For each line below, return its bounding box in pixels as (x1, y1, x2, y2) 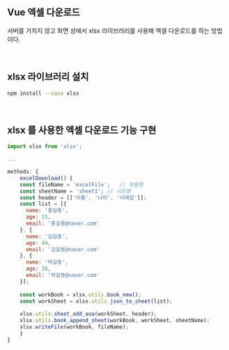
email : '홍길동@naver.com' (25, 220, 100, 228)
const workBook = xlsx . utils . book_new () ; (19, 291, 141, 298)
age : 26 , (25, 265, 52, 273)
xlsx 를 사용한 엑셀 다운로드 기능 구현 (7, 124, 157, 136)
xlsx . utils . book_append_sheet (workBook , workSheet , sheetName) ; (19, 317, 210, 324)
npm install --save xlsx (7, 90, 79, 97)
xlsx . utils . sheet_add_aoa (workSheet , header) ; (19, 310, 157, 318)
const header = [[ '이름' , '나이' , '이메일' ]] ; (19, 194, 148, 201)
